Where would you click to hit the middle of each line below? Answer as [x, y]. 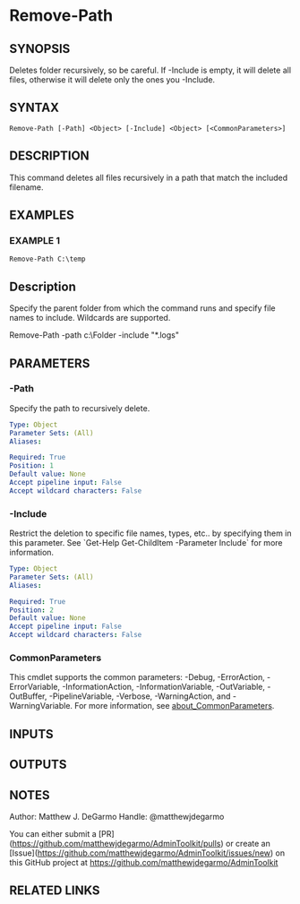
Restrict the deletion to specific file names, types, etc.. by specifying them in [151, 533]
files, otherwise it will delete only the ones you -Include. [112, 80]
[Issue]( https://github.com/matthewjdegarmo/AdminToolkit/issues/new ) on [147, 853]
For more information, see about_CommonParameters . [175, 706]
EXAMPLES [42, 215]
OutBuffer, [28, 696]
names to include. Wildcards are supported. [90, 318]
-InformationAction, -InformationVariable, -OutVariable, [164, 687]
